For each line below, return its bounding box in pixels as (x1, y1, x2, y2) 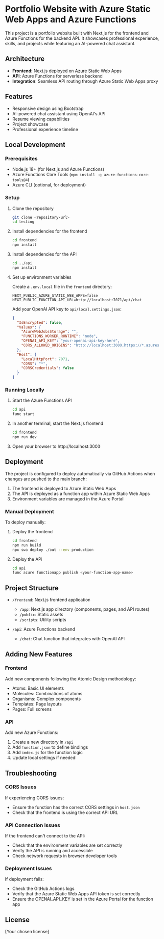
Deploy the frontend (12, 528, 53, 534)
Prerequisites (5, 155, 38, 162)
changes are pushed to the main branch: (5, 476, 87, 482)
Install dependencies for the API (12, 251, 77, 257)
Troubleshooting (5, 769, 57, 777)
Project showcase (12, 121, 48, 127)
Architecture (5, 55, 45, 63)
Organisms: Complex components (12, 696, 81, 702)
